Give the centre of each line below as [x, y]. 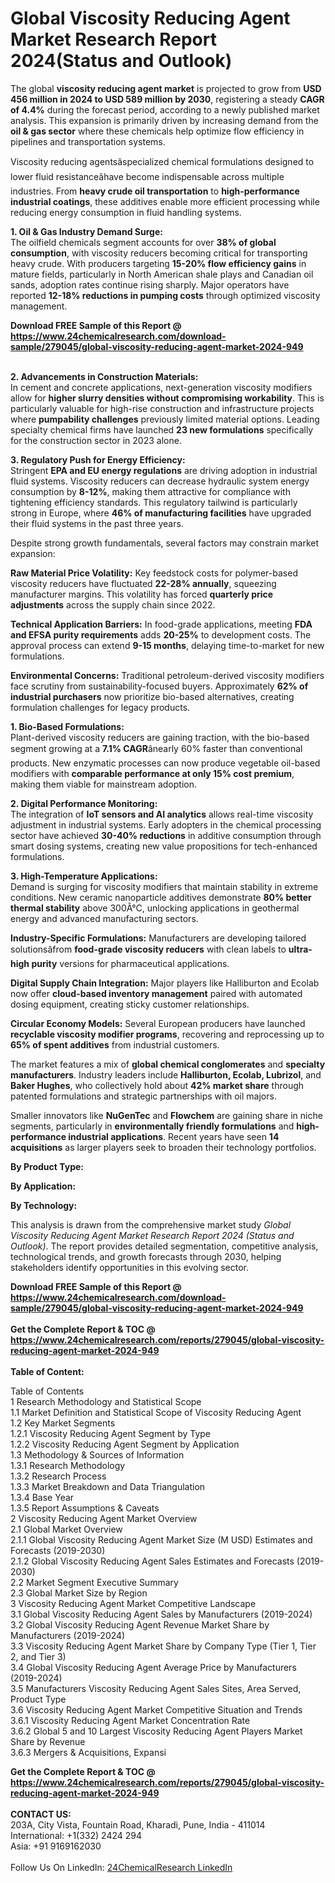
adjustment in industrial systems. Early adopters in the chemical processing [166, 824]
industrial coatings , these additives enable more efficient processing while [165, 201]
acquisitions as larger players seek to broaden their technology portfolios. [163, 1147]
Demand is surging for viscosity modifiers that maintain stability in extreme [164, 886]
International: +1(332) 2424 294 [76, 1835]
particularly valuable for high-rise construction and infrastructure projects [162, 408]
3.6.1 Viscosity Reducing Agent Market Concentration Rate [130, 1720]
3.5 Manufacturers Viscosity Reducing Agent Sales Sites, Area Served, [156, 1688]
